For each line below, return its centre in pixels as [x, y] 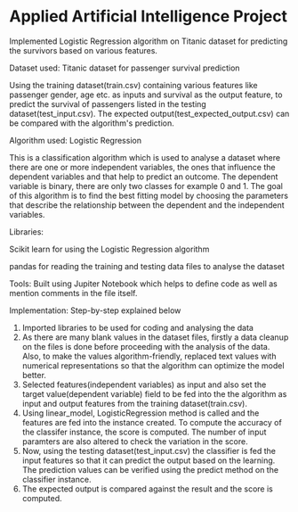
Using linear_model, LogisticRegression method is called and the [141, 413]
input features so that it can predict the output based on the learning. [149, 460]
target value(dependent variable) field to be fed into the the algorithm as [154, 393]
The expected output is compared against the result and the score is [147, 489]
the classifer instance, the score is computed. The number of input [144, 432]
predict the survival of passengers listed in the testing [108, 103]
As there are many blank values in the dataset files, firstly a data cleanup [155, 337]
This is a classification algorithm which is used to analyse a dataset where [145, 157]
